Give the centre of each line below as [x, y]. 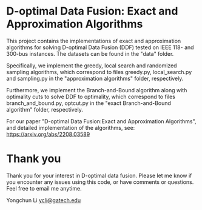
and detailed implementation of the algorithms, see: [71, 127]
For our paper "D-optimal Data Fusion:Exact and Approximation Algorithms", [101, 121]
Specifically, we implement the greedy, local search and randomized [92, 66]
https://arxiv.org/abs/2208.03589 [48, 134]
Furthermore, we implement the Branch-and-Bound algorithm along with [97, 90]
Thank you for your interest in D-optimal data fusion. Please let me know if [99, 175]
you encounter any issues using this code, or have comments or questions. [100, 182]
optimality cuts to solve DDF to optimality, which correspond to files [91, 97]
